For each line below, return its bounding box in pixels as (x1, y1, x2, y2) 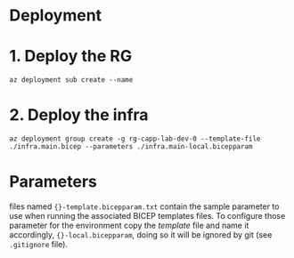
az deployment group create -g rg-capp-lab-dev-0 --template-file (9, 134, 261, 143)
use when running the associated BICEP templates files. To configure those (9, 211, 286, 221)
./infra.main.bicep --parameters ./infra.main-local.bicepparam (9, 142, 253, 151)
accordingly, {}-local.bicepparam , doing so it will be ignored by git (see (9, 230, 273, 240)
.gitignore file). (9, 239, 69, 249)
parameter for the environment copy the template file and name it (9, 220, 249, 230)
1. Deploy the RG (9, 46, 132, 67)
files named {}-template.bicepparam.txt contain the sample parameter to (9, 201, 280, 212)
